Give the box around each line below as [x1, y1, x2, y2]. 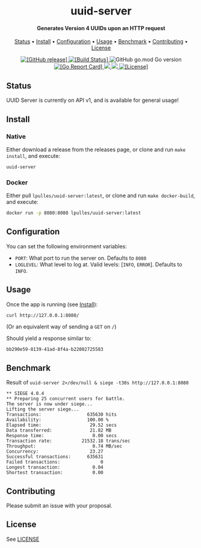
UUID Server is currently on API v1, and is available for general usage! [6, 96, 179, 104]
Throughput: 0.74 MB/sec [6, 443, 122, 450]
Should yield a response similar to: [6, 335, 92, 342]
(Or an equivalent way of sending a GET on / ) [6, 323, 117, 330]
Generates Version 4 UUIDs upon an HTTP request [37, 24, 165, 31]
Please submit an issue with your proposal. [6, 502, 113, 509]
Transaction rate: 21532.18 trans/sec [6, 438, 131, 444]
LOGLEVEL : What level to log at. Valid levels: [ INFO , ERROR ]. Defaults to [14, 260, 182, 268]
